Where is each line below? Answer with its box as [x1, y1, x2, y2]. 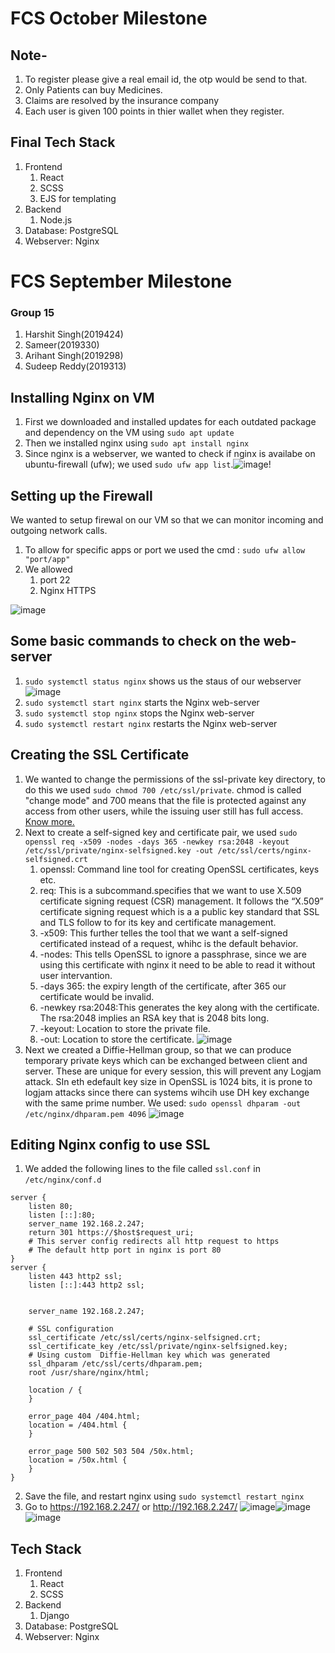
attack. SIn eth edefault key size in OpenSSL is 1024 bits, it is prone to [24, 1075, 313, 1087]
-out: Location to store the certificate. [39, 1033, 195, 1045]
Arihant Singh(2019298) [24, 350, 124, 362]
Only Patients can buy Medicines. [24, 84, 163, 96]
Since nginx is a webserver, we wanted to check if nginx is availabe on [24, 448, 316, 460]
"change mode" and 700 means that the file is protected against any [24, 794, 307, 806]
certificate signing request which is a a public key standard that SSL [39, 905, 320, 917]
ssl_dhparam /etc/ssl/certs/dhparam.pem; [28, 1359, 203, 1369]
